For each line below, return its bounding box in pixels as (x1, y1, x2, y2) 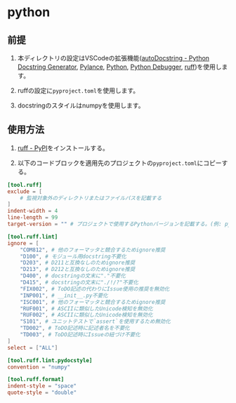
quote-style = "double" (7, 389, 77, 397)
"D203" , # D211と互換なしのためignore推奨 (20, 259, 136, 267)
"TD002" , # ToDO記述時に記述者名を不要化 (20, 324, 130, 332)
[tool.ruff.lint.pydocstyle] (7, 357, 93, 364)
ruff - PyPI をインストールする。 (17, 143, 109, 152)
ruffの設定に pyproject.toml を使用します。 (17, 86, 140, 95)
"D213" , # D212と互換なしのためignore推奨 (20, 266, 136, 273)
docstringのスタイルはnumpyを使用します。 (17, 101, 145, 110)
